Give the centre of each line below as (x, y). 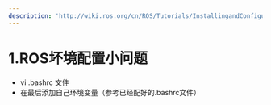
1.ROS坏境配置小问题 (78, 58)
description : (30, 16)
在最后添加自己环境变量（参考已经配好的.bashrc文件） (110, 92)
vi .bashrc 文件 (45, 82)
